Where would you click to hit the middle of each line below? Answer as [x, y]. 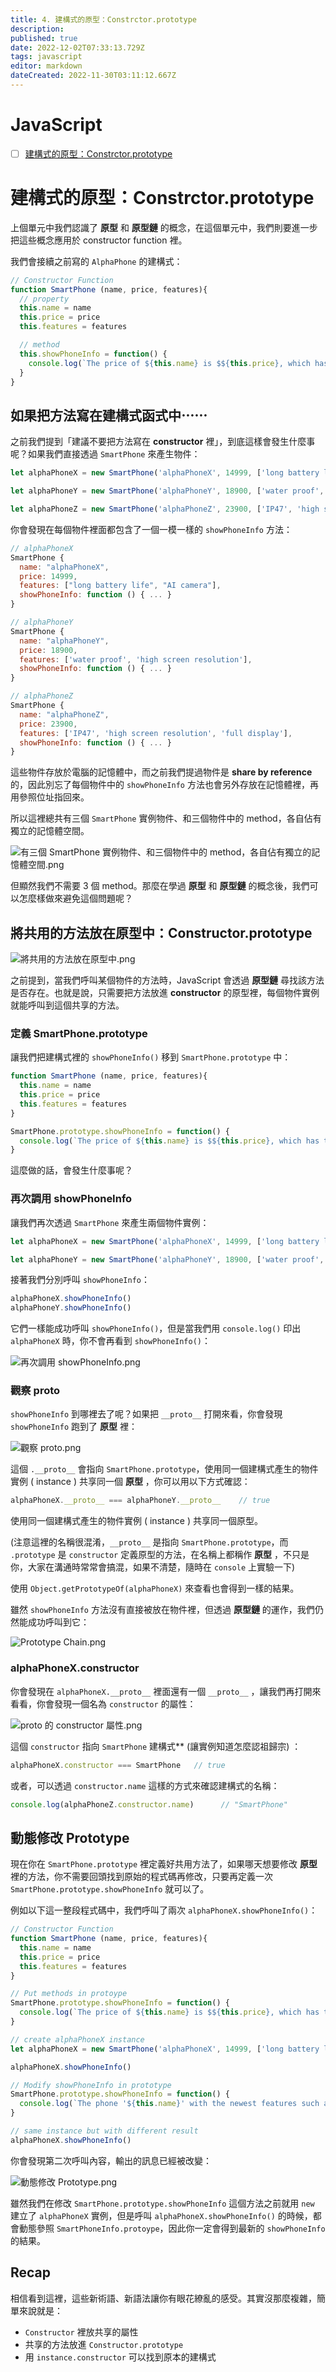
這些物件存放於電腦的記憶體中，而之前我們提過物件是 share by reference [161, 772]
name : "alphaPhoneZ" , [64, 714]
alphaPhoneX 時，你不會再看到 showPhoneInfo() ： [111, 1341]
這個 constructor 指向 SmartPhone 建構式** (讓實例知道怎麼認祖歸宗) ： [156, 1746]
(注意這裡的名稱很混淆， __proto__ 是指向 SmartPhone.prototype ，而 [149, 1542]
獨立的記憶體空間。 [50, 831]
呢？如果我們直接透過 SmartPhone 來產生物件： [105, 454]
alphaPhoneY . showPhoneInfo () [71, 1308]
